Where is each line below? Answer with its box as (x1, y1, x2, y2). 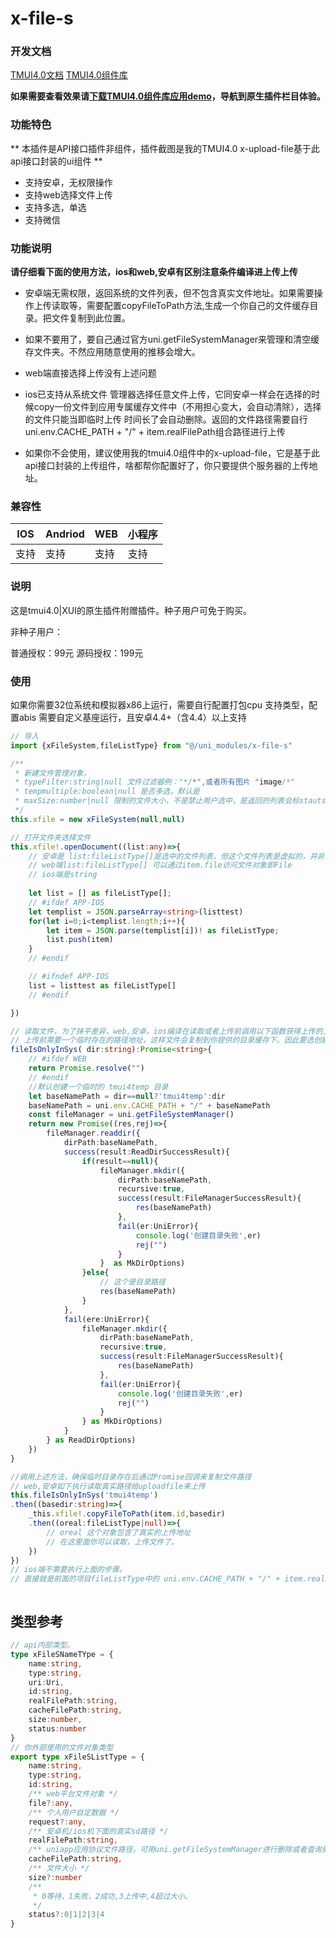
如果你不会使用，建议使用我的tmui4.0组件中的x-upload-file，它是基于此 (24, 447, 320, 459)
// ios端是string (28, 870, 98, 880)
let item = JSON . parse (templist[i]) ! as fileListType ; (46, 925, 280, 936)
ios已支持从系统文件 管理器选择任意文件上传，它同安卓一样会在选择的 (24, 388, 312, 401)
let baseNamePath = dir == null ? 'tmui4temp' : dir (28, 1091, 226, 1101)
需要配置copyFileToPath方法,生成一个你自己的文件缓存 (86, 300, 310, 312)
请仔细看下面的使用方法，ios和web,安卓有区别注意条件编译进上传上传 (10, 266, 298, 278)
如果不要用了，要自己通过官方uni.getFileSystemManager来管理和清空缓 (24, 333, 320, 346)
